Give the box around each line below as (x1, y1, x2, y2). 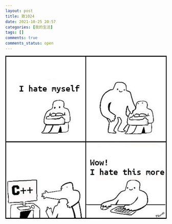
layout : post (5, 8, 33, 13)
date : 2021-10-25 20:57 (5, 19, 56, 24)
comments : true (5, 35, 38, 40)
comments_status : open (5, 41, 54, 46)
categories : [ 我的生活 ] (5, 25, 53, 30)
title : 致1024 (5, 13, 35, 19)
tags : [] (5, 30, 24, 35)
